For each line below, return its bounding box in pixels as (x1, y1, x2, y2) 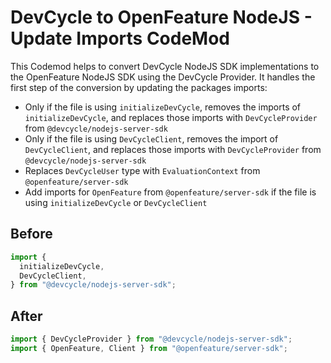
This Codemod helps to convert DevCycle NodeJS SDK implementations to (10, 60, 320, 72)
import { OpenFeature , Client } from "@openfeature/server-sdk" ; (10, 343, 288, 353)
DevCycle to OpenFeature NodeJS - (10, 6, 313, 29)
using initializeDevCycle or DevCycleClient (24, 196, 208, 208)
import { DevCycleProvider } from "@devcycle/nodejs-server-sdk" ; (10, 334, 293, 345)
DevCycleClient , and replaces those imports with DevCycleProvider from (24, 143, 322, 155)
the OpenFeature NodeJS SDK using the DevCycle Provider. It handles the (10, 71, 316, 83)
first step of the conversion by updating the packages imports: (10, 81, 268, 93)
